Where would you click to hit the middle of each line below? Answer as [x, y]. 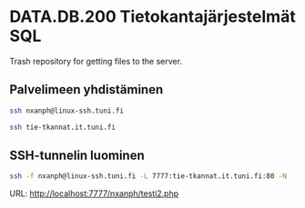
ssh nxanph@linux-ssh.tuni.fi [67, 111]
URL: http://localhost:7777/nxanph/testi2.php [94, 193]
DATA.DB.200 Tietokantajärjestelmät [152, 17]
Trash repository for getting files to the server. [96, 61]
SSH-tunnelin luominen [77, 155]
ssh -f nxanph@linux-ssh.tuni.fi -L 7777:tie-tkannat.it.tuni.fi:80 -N [148, 176]
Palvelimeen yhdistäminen [86, 89]
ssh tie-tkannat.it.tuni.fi [63, 127]
